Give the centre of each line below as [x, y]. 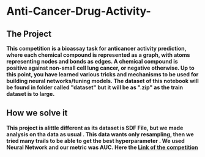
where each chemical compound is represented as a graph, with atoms [98, 55]
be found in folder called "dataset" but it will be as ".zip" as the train [95, 87]
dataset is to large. [31, 94]
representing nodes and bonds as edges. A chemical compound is [92, 61]
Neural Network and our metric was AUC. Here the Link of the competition [102, 147]
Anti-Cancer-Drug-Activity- [79, 11]
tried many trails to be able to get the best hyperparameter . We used [95, 141]
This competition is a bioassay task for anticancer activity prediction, [96, 48]
